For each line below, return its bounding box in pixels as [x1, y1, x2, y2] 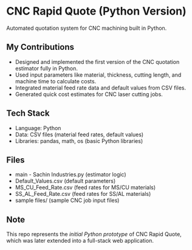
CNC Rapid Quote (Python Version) [6, 4, 187, 18]
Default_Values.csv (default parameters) [15, 178, 116, 185]
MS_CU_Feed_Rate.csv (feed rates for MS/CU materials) [15, 184, 156, 191]
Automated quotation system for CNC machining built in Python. [6, 24, 167, 32]
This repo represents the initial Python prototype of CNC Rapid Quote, [6, 231, 182, 238]
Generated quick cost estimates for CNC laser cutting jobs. [15, 90, 163, 98]
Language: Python [15, 124, 61, 131]
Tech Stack [6, 108, 50, 119]
